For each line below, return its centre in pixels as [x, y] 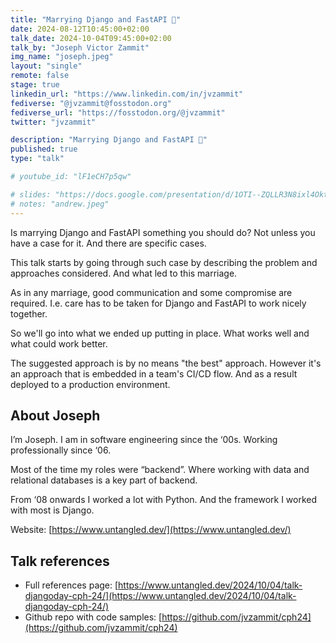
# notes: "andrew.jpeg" [60, 204]
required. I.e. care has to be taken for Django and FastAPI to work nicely [158, 303]
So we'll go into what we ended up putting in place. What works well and [160, 333]
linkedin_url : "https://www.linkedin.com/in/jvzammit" [127, 94]
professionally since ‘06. [61, 450]
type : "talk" [37, 159]
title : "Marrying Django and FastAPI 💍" [96, 19]
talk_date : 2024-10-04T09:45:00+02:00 [91, 38]
